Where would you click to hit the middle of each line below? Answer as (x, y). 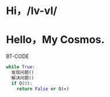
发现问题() (23, 72)
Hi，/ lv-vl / (32, 11)
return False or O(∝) (43, 89)
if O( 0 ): (22, 83)
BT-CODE (18, 56)
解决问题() (23, 78)
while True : (20, 67)
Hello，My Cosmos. (56, 40)
